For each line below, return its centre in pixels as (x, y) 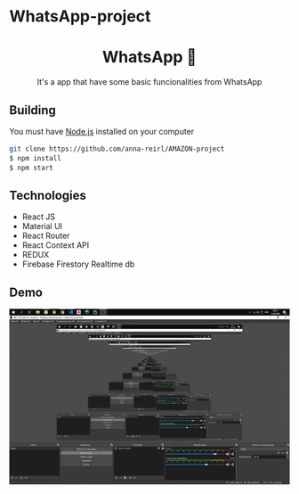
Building (32, 110)
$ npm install (36, 158)
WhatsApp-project (80, 16)
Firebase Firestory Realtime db (78, 264)
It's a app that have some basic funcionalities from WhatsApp (149, 82)
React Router (46, 236)
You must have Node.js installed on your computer (102, 131)
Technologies (48, 195)
